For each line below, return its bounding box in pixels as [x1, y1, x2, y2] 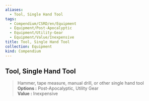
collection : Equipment [5, 44, 52, 49]
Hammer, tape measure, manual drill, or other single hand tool [17, 80, 144, 86]
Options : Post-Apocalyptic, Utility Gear [17, 85, 99, 92]
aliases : [5, 7, 23, 12]
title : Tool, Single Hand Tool [5, 40, 70, 45]
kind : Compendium [5, 49, 41, 53]
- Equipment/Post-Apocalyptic [9, 26, 72, 31]
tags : [5, 16, 16, 21]
